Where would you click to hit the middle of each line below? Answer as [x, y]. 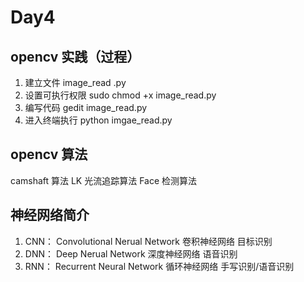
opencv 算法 [49, 154]
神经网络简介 [50, 215]
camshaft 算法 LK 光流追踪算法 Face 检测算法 [104, 180]
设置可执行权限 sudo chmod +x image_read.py [120, 95]
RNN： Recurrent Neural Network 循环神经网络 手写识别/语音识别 [159, 266]
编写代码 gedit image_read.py [86, 107]
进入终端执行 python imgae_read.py [98, 120]
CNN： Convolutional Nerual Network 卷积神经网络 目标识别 [148, 241]
